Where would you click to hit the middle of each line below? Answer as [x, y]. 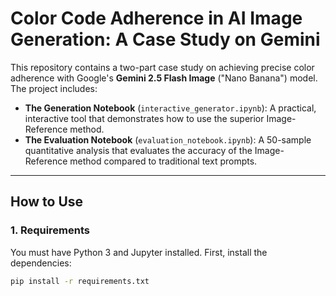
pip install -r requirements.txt [80, 281]
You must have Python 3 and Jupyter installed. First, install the [139, 252]
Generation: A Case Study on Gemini [165, 39]
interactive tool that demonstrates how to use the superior [144, 118]
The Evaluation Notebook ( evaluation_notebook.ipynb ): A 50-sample [168, 139]
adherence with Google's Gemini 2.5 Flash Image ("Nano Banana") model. [164, 78]
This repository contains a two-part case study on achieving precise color [162, 67]
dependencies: [41, 263]
